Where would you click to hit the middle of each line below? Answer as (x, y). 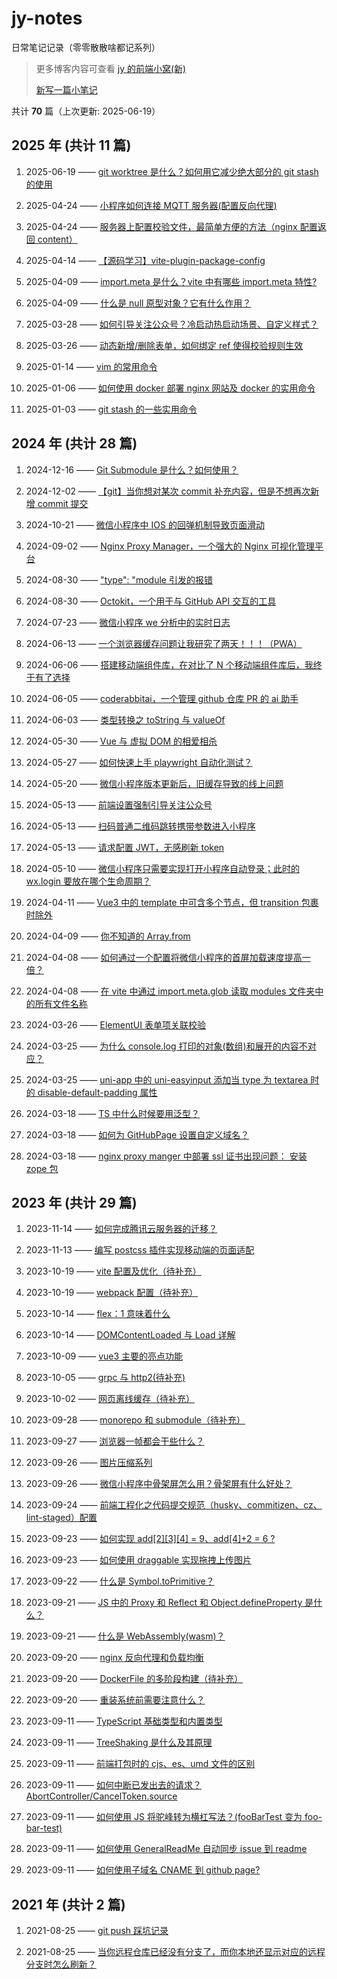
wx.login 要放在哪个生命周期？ (88, 881)
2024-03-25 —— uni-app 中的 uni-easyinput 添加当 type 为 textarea (167, 1079)
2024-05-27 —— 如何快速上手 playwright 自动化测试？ (139, 762)
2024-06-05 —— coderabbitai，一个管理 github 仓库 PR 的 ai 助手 (162, 698)
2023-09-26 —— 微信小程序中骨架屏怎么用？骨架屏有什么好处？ (159, 1484)
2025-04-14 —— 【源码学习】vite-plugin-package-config (145, 260)
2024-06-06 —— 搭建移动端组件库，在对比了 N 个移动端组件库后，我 (169, 664)
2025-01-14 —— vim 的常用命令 (91, 366)
